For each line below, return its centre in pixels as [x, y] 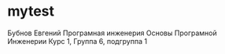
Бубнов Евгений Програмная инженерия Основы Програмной [112, 33]
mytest [31, 11]
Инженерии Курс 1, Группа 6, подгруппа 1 [77, 41]
